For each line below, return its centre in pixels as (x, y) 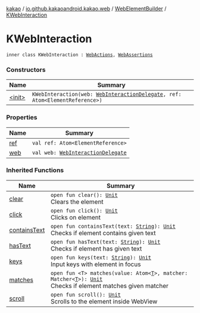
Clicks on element (76, 217)
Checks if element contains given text (103, 233)
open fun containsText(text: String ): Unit (113, 226)
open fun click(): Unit (84, 210)
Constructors (26, 70)
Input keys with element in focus (96, 264)
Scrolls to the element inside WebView (104, 301)
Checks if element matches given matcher (109, 286)
